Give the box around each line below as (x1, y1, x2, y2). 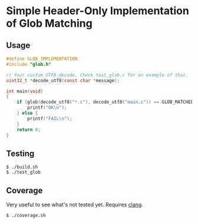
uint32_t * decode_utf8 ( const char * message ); (6, 77, 120, 83)
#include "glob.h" (6, 61, 51, 67)
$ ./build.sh (6, 164, 38, 170)
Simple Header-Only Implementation (6, 4, 190, 18)
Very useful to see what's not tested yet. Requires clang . (6, 201, 143, 208)
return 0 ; (16, 126, 41, 132)
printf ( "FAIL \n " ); (27, 115, 72, 122)
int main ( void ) (6, 88, 44, 94)
